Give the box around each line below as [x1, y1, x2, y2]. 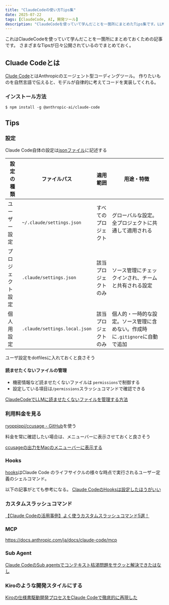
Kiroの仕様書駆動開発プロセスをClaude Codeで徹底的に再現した [5, 594, 138, 600]
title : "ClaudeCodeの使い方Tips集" [5, 7, 76, 13]
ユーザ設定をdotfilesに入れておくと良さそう [5, 355, 96, 361]
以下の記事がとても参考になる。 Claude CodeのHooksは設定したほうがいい [5, 486, 161, 492]
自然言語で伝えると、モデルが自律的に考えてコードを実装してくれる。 [14, 79, 159, 85]
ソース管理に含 [122, 318, 157, 325]
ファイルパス [41, 175, 72, 182]
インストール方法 [5, 93, 47, 100]
